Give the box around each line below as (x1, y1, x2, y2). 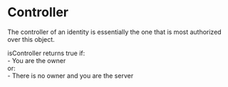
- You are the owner (7, 56, 66, 64)
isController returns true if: (7, 49, 85, 57)
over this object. (7, 35, 55, 43)
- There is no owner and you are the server (7, 71, 134, 80)
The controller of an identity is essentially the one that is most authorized (7, 28, 222, 36)
